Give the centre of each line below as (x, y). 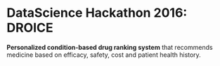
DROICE (30, 28)
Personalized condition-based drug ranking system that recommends (110, 47)
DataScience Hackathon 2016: (97, 13)
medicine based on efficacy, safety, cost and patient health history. (104, 55)
